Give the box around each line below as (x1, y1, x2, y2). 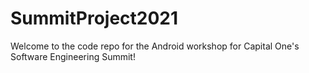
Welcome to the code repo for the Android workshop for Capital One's (10, 40, 300, 52)
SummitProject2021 (10, 7, 179, 30)
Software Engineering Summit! (10, 50, 136, 62)
